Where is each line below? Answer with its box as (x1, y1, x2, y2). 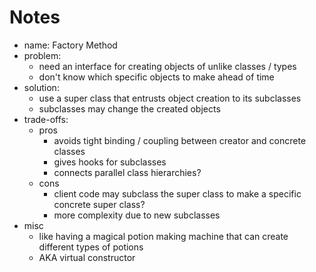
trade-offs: (23, 113, 69, 125)
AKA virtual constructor (38, 251, 136, 263)
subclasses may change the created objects (38, 102, 221, 115)
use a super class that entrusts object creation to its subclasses (38, 92, 302, 104)
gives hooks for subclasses (53, 156, 167, 168)
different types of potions (38, 241, 144, 253)
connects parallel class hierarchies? (53, 166, 202, 178)
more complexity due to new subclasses (53, 209, 221, 221)
